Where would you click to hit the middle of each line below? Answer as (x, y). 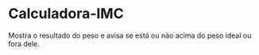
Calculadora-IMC (66, 14)
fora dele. (24, 43)
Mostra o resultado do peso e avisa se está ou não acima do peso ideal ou (130, 35)
